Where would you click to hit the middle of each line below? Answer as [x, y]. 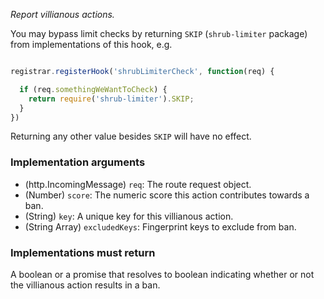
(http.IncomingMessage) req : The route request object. [138, 184]
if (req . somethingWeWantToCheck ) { [93, 89]
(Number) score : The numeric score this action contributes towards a [167, 195]
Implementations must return [83, 252]
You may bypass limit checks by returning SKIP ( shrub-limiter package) [159, 33]
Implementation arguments [78, 162]
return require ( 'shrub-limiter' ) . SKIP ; [111, 99]
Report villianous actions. [62, 14]
